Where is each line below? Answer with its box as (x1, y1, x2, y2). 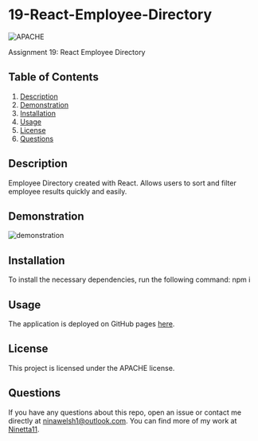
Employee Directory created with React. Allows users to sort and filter (8, 178, 236, 188)
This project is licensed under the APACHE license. (8, 363, 175, 373)
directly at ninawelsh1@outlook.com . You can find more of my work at (8, 416, 237, 425)
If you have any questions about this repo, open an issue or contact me (8, 408, 241, 417)
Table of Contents (8, 70, 100, 84)
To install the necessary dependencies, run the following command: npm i (8, 275, 251, 284)
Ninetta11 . (8, 424, 40, 434)
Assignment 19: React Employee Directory (8, 47, 146, 57)
